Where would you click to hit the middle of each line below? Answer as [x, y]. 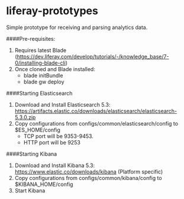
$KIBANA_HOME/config [44, 184]
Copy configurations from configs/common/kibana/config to [88, 178]
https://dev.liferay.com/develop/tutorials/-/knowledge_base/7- [93, 56]
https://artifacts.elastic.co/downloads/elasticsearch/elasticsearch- [96, 111]
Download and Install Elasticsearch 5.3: [62, 104]
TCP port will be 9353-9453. [58, 136]
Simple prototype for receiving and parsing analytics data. [77, 27]
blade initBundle [43, 75]
